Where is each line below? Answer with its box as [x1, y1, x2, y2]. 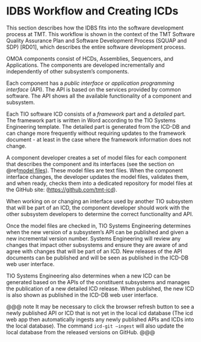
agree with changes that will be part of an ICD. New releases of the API [6, 247, 182, 255]
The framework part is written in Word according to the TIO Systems [6, 116, 176, 124]
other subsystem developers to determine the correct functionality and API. [6, 210, 194, 217]
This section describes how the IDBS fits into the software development [6, 24, 184, 31]
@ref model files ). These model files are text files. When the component [6, 167, 184, 174]
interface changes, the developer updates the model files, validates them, [6, 173, 189, 180]
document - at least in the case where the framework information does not [6, 135, 191, 143]
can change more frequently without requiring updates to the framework [6, 129, 186, 137]
